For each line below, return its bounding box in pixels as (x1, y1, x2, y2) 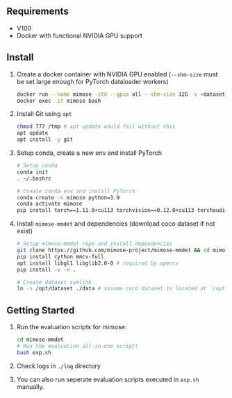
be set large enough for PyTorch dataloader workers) (16, 77, 169, 85)
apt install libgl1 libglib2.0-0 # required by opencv (16, 260, 179, 267)
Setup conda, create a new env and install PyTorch (16, 149, 163, 157)
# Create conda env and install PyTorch (16, 188, 135, 194)
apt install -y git (16, 136, 74, 143)
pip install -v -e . (16, 266, 76, 273)
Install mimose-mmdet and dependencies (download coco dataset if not (16, 219, 215, 228)
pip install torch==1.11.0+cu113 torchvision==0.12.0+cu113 (16, 207, 194, 214)
